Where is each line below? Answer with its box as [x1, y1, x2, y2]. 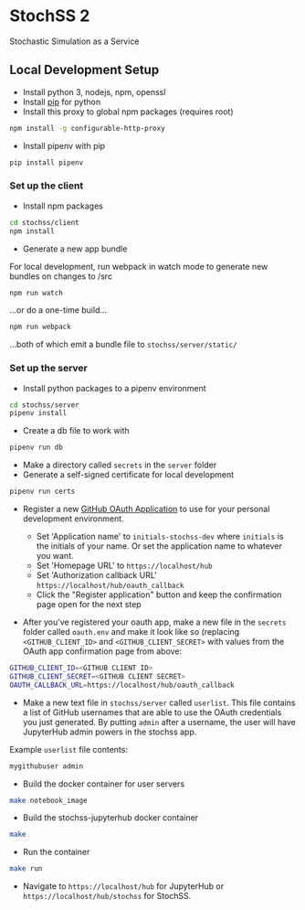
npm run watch [9, 288, 64, 297]
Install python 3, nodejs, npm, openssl [22, 86, 166, 97]
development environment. [22, 513, 125, 524]
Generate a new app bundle [22, 243, 128, 254]
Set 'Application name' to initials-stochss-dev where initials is [36, 531, 284, 542]
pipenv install [9, 409, 68, 418]
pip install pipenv [9, 157, 84, 167]
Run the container [22, 847, 90, 858]
